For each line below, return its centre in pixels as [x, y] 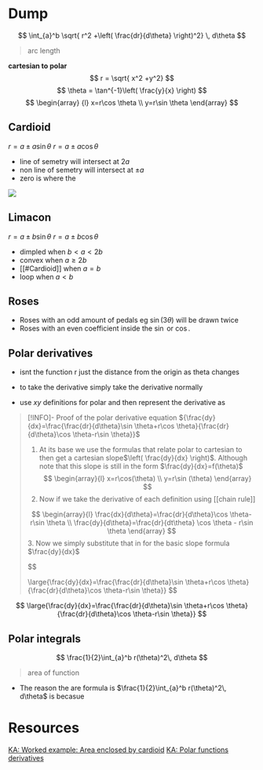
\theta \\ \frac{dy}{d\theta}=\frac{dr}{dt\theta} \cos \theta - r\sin [150, 523]
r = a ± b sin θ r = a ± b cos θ [53, 236]
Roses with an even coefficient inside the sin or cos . [105, 328]
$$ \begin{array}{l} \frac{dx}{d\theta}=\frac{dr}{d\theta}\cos [130, 514]
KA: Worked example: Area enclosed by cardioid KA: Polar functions [119, 750]
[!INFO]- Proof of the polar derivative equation [102, 418]
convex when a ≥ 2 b [53, 260]
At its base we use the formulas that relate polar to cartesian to [141, 450]
